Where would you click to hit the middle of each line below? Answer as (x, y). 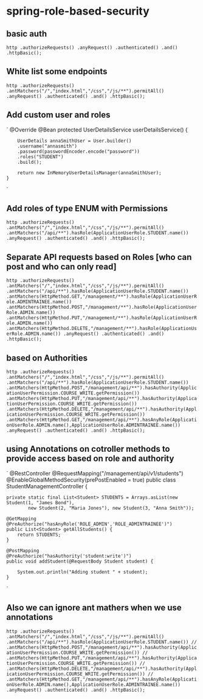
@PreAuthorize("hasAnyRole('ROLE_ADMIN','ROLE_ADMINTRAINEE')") (89, 524)
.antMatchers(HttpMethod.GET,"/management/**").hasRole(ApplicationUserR (102, 297)
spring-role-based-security (78, 11)
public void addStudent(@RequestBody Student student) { (80, 561)
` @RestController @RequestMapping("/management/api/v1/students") (95, 473)
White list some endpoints (57, 72)
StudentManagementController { (47, 486)
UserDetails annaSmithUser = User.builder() (74, 141)
